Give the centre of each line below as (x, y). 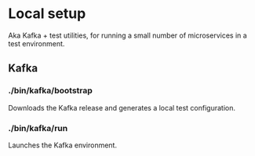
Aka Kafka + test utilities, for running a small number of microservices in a (127, 35)
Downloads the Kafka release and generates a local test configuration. (122, 107)
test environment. (36, 43)
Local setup (47, 14)
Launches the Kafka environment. (63, 145)
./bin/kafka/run (38, 128)
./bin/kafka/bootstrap (50, 91)
